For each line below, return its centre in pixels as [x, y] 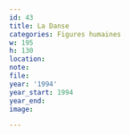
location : [28, 59]
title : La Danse [39, 26]
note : [19, 68]
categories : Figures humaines [65, 34]
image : [21, 109]
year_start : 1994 [41, 92]
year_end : [28, 101]
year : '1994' [33, 84]
